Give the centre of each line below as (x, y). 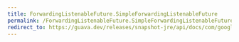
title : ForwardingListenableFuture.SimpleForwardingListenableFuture (113, 14)
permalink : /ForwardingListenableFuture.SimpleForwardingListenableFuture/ (122, 21)
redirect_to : (27, 27)
